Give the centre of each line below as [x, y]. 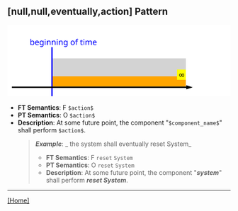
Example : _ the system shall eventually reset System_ [113, 144]
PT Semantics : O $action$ [56, 115]
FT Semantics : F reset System [89, 158]
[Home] [18, 200]
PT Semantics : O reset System [90, 165]
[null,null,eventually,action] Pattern [88, 12]
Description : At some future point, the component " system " [134, 173]
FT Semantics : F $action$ [56, 108]
